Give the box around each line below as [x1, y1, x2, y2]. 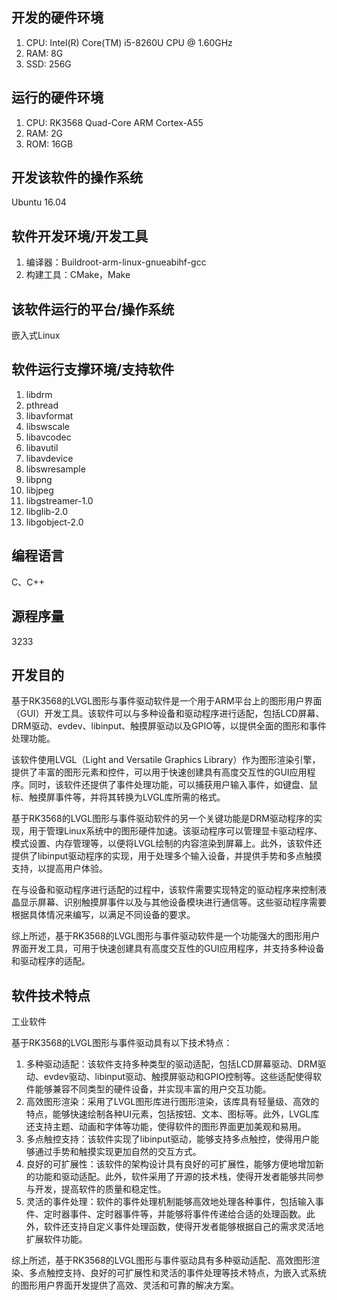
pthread [25, 399, 59, 411]
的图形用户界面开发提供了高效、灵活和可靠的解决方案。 [11, 1279, 239, 1292]
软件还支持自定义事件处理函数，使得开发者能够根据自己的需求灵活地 [43, 1221, 324, 1233]
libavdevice [25, 452, 74, 464]
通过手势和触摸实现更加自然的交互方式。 [34, 1146, 202, 1158]
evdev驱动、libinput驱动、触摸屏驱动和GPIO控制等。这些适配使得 [43, 1071, 313, 1083]
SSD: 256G [25, 58, 72, 70]
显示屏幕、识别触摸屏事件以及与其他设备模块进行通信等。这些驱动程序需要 [19, 896, 327, 908]
